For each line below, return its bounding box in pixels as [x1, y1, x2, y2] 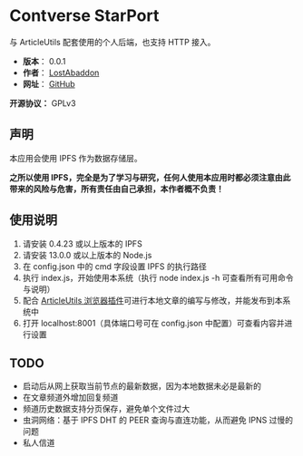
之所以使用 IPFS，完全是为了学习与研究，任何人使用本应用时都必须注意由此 [9, 171, 291, 182]
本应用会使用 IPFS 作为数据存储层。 [9, 152, 142, 163]
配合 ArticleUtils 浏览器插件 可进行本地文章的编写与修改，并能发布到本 [22, 295, 283, 306]
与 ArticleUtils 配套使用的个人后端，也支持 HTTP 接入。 [9, 36, 216, 47]
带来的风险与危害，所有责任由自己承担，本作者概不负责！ [9, 183, 224, 194]
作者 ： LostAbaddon [22, 67, 100, 78]
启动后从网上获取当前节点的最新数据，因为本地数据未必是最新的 [22, 381, 261, 392]
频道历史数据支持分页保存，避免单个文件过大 [22, 403, 191, 414]
